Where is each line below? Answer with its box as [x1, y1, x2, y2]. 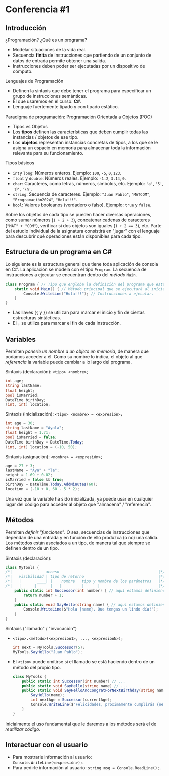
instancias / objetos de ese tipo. [12, 134, 79, 140]
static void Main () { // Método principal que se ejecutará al [14, 286, 150, 291]
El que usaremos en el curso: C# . [12, 98, 81, 104]
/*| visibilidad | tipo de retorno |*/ [5, 574, 165, 579]
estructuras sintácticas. [12, 315, 61, 321]
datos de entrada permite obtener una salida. [12, 58, 107, 64]
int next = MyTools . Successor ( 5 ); [12, 645, 85, 650]
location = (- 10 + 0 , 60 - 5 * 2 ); [5, 486, 80, 491]
